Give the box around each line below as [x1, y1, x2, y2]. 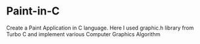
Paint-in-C [6, 4, 60, 18]
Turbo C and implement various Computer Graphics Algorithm [6, 30, 161, 37]
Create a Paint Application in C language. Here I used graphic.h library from [6, 24, 195, 31]
